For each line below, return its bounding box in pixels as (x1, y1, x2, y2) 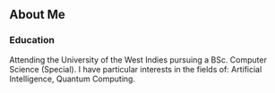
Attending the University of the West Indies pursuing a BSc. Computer (9, 54, 267, 65)
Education (9, 34, 56, 46)
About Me (9, 7, 65, 22)
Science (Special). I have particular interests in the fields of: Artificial (9, 63, 262, 74)
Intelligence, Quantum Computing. (9, 73, 136, 84)
